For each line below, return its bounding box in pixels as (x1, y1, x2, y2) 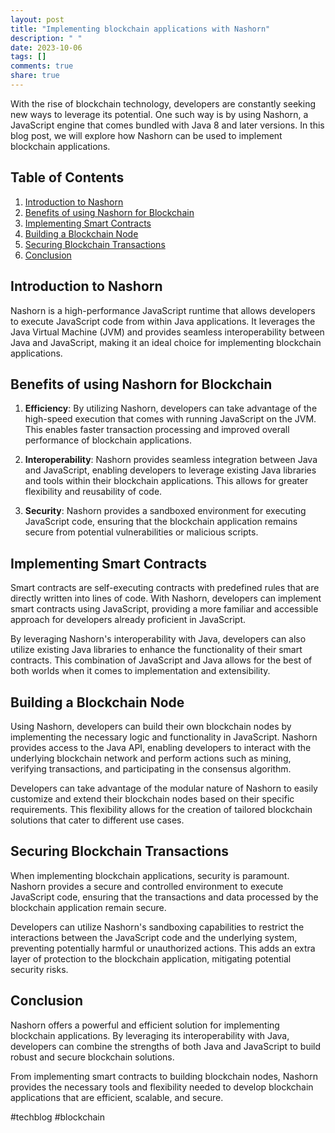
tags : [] (10, 52, 47, 62)
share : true (10, 71, 60, 81)
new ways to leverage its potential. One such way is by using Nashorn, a (10, 108, 309, 120)
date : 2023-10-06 (10, 42, 83, 53)
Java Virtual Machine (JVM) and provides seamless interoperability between (10, 326, 325, 338)
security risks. (10, 963, 69, 975)
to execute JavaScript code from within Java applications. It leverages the (10, 315, 316, 327)
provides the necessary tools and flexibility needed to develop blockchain (10, 1081, 314, 1093)
